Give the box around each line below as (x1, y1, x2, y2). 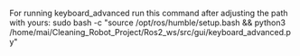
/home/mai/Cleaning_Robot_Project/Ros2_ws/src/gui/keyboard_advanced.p (9, 27, 292, 37)
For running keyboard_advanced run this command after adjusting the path (9, 8, 288, 18)
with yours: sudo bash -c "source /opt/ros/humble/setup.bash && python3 (9, 17, 286, 28)
